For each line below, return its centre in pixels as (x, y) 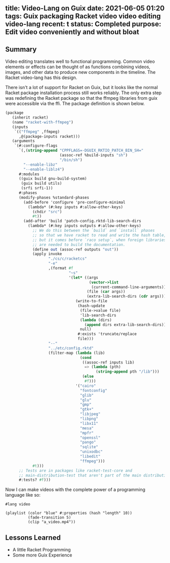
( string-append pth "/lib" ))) (127, 372)
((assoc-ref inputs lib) (109, 362)
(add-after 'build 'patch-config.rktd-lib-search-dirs (82, 221)
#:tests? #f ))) (35, 480)
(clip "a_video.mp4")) (52, 522)
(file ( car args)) (106, 292)
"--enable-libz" (40, 165)
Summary (21, 49)
